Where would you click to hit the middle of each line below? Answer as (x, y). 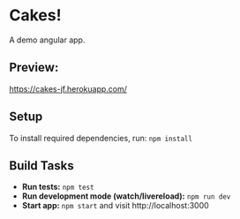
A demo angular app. (47, 40)
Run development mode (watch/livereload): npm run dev (126, 196)
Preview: (34, 68)
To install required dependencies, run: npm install (101, 138)
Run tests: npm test (58, 187)
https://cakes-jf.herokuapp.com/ (68, 88)
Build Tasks (41, 166)
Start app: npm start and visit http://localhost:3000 (115, 206)
